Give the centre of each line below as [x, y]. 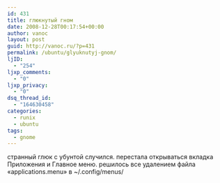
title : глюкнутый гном [40, 20]
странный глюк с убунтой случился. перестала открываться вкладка [110, 157]
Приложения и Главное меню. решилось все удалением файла [102, 164]
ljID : [15, 59]
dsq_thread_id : [29, 98]
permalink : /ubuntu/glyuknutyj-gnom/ [62, 53]
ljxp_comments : [29, 72]
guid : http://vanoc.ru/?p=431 [51, 46]
